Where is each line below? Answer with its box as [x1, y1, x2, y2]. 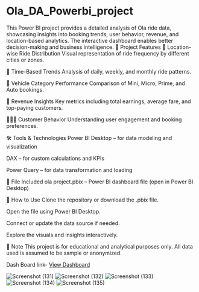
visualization [6, 143, 37, 150]
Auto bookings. [6, 86, 44, 93]
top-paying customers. [6, 104, 63, 111]
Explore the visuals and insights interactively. [6, 231, 118, 238]
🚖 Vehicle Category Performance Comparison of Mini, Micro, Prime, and [6, 80, 185, 87]
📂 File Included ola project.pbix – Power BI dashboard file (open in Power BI [6, 178, 194, 185]
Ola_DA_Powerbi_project [6, 4, 134, 18]
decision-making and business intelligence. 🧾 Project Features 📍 [6, 43, 166, 51]
